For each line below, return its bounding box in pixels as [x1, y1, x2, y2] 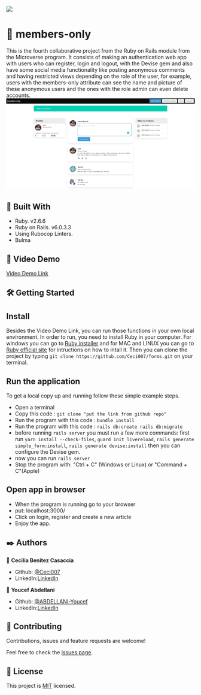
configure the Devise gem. [14, 448, 81, 455]
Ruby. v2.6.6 [14, 217, 46, 224]
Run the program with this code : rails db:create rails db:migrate [14, 423, 183, 430]
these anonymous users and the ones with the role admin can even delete [6, 85, 188, 92]
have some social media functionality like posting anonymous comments [6, 66, 185, 73]
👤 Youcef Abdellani [6, 586, 55, 593]
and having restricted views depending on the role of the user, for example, [6, 72, 192, 80]
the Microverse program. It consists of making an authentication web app [6, 53, 187, 60]
